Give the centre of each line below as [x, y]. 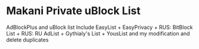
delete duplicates [27, 40]
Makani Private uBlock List [74, 11]
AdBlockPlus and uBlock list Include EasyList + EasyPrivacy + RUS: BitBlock [99, 27]
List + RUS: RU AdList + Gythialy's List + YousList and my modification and [98, 33]
